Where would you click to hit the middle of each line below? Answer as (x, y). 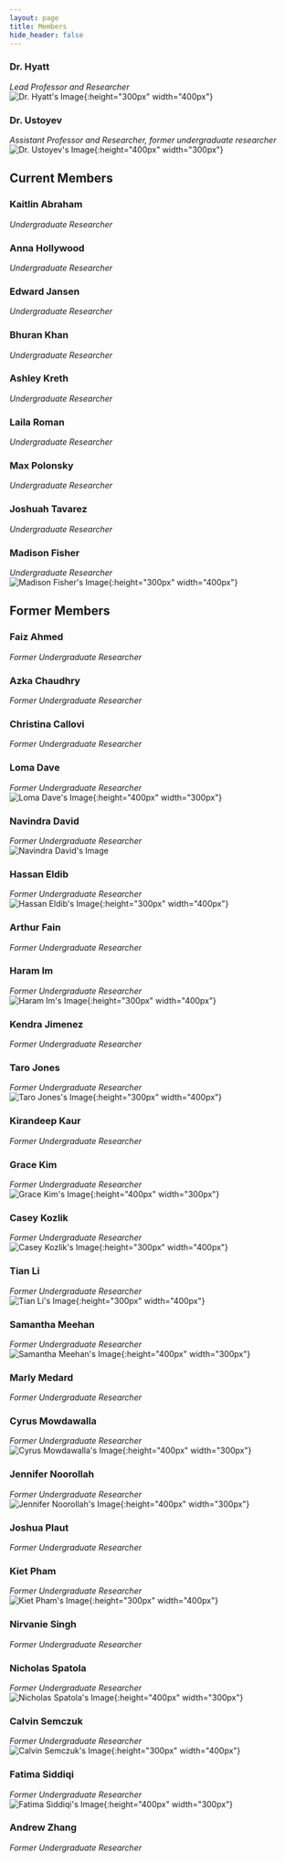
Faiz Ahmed (37, 637)
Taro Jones (35, 1068)
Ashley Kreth (39, 378)
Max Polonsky (42, 466)
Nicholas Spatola (48, 1667)
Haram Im (31, 971)
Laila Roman (37, 422)
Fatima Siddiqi (42, 1774)
